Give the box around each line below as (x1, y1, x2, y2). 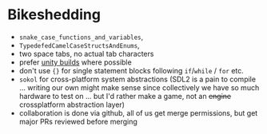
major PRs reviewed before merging (18, 116, 137, 126)
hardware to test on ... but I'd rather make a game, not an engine (18, 91, 232, 100)
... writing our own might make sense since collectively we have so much (18, 82, 260, 93)
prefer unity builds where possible (18, 57, 133, 67)
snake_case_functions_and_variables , (18, 32, 144, 41)
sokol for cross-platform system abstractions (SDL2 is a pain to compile (18, 74, 257, 84)
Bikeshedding (7, 6, 102, 24)
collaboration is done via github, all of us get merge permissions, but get (18, 108, 258, 117)
